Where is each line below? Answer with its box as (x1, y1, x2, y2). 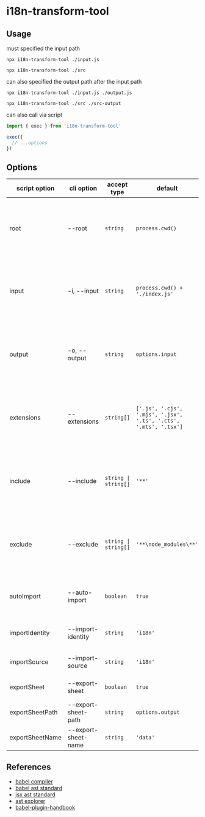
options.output (135, 709, 180, 716)
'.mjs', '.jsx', (135, 411, 183, 418)
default (156, 184, 178, 193)
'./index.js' (135, 291, 174, 297)
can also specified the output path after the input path (6, 78, 142, 85)
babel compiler (15, 778, 53, 785)
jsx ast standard (15, 791, 56, 798)
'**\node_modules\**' (135, 541, 199, 548)
